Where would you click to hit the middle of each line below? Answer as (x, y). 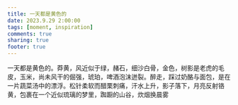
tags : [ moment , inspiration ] (50, 27)
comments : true (30, 34)
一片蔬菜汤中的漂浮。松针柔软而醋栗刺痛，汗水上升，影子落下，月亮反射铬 (116, 85)
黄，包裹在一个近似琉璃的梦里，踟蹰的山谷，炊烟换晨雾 (88, 94)
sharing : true (28, 40)
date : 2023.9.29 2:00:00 (44, 21)
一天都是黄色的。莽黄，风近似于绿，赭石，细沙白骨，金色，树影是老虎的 (113, 68)
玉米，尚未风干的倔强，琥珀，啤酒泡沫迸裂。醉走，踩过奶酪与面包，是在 (125, 77)
